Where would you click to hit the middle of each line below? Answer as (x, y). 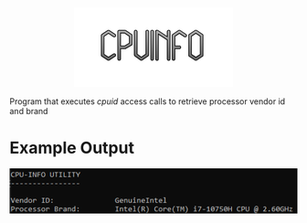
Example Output (72, 148)
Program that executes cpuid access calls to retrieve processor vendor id (148, 101)
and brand (29, 111)
